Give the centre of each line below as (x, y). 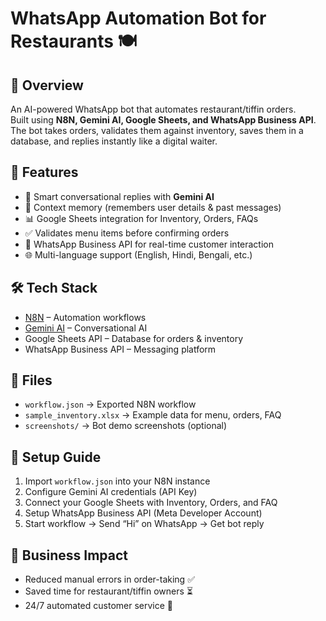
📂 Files (31, 380)
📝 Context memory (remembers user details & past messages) (153, 207)
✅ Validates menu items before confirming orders (127, 233)
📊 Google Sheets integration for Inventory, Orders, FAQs (141, 218)
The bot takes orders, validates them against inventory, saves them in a (157, 130)
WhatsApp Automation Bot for (138, 18)
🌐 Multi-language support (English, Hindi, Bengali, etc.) (138, 254)
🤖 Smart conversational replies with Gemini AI (119, 196)
